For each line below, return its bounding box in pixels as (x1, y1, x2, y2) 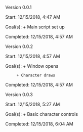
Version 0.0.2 (5, 43, 33, 50)
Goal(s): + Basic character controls (5, 111, 78, 117)
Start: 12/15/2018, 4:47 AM (5, 14, 61, 20)
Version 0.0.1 (5, 5, 32, 10)
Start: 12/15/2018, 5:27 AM (5, 101, 60, 107)
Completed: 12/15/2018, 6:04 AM (5, 121, 73, 127)
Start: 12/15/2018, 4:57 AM (5, 53, 60, 59)
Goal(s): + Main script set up (5, 24, 65, 30)
